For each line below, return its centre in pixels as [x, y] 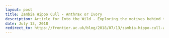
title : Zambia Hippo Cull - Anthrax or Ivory [54, 14]
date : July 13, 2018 [27, 23]
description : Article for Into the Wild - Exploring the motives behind [83, 19]
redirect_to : [19, 28]
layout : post [19, 10]
